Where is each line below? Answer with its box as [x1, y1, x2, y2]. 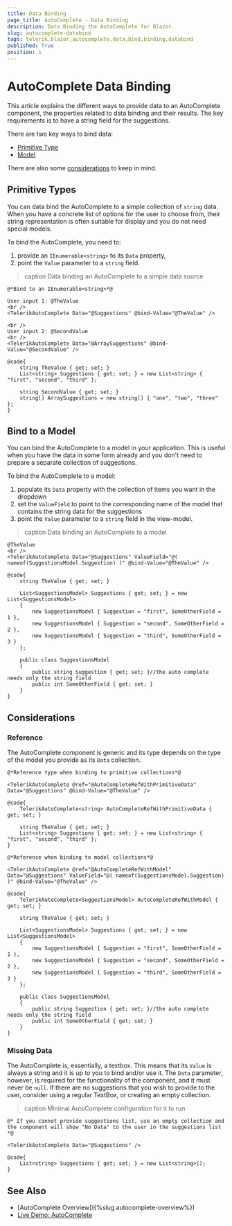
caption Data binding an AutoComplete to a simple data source [24, 272, 204, 281]
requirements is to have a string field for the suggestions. [7, 116, 171, 125]
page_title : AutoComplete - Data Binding [7, 17, 129, 24]
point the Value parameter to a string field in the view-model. [17, 515, 193, 523]
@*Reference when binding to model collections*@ [7, 854, 154, 861]
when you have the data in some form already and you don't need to [7, 451, 203, 459]
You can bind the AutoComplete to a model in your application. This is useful [7, 444, 226, 452]
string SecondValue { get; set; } [19, 389, 119, 396]
